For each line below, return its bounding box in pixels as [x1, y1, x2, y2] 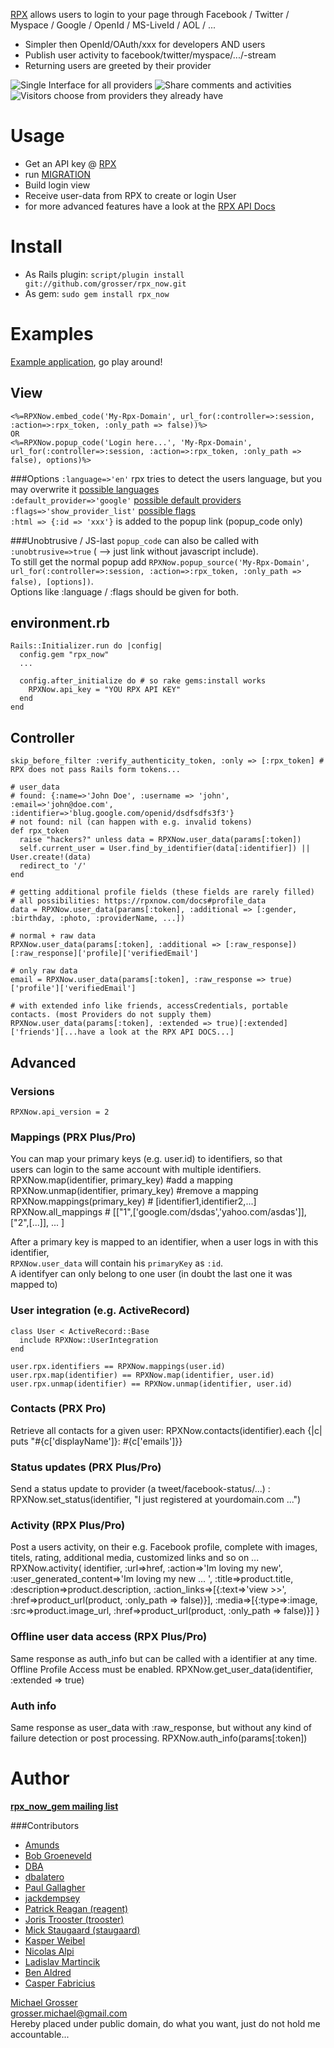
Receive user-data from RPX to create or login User [24, 189, 237, 201]
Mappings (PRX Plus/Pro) [10, 1130, 137, 1144]
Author [10, 1767, 70, 1790]
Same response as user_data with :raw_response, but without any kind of [10, 1722, 312, 1734]
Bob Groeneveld [24, 1849, 92, 1861]
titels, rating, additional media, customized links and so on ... [10, 1552, 260, 1564]
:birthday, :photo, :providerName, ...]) [10, 914, 186, 924]
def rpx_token [10, 826, 70, 836]
